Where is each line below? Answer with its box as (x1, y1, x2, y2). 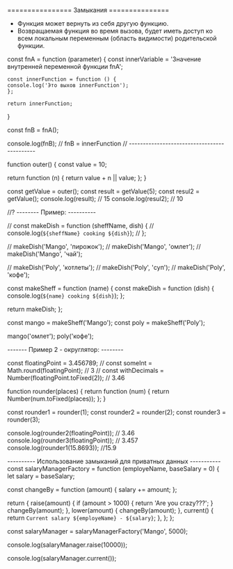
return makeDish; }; (7, 305, 63, 313)
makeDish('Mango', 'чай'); (7, 250, 83, 258)
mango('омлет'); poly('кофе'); (7, 332, 94, 340)
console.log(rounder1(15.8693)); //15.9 (7, 444, 117, 451)
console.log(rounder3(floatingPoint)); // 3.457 (7, 436, 138, 444)
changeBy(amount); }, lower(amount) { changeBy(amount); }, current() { (7, 506, 214, 514)
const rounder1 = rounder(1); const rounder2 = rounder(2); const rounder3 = (7, 408, 226, 416)
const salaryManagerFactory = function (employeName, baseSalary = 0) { (7, 465, 220, 472)
